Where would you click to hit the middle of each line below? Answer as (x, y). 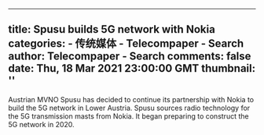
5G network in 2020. (41, 124)
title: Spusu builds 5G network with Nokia (112, 29)
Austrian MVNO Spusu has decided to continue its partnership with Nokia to (131, 99)
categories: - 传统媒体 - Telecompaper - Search (126, 44)
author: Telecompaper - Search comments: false (130, 57)
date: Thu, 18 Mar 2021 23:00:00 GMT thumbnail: (132, 68)
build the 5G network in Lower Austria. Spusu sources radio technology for (129, 108)
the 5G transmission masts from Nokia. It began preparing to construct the (128, 116)
